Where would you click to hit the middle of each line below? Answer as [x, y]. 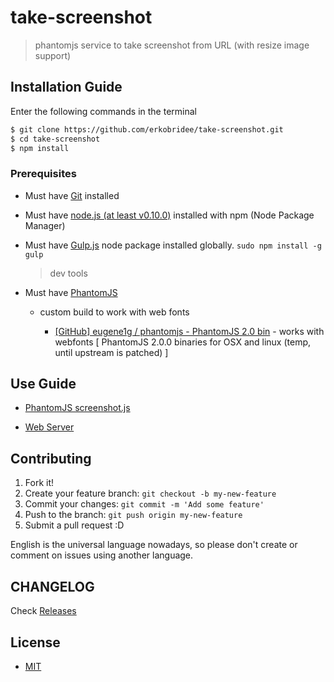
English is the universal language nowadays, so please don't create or [154, 545]
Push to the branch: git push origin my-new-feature [133, 515]
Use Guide [43, 384]
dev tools [68, 273]
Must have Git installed [72, 195]
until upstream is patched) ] [111, 352]
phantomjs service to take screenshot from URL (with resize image [172, 45]
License [35, 642]
